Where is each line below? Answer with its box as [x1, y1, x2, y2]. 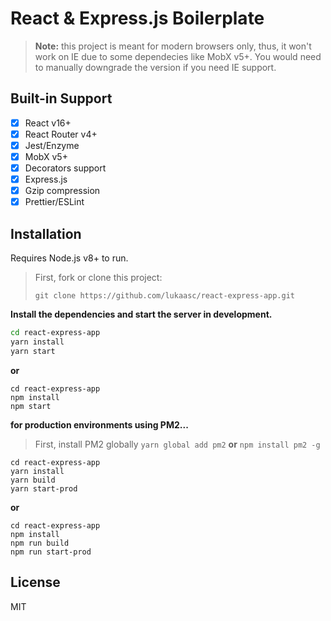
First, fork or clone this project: [34, 272, 163, 284]
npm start [10, 401, 52, 411]
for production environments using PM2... [10, 418, 189, 431]
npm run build [10, 538, 70, 548]
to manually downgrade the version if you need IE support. [34, 61, 277, 73]
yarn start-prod [10, 483, 78, 494]
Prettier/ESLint [24, 196, 85, 208]
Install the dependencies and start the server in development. [10, 308, 273, 321]
